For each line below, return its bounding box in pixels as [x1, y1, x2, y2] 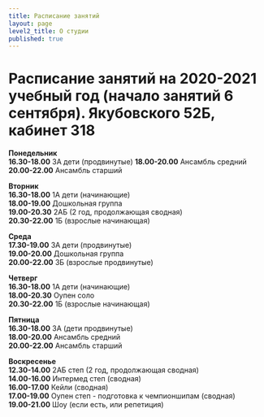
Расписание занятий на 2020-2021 [8, 70, 258, 88]
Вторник [8, 181, 39, 191]
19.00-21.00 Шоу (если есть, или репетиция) [8, 400, 164, 410]
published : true [8, 34, 63, 43]
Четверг [8, 273, 38, 283]
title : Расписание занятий [8, 11, 100, 20]
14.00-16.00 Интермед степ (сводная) [8, 374, 142, 384]
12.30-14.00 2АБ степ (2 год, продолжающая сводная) [8, 365, 199, 375]
